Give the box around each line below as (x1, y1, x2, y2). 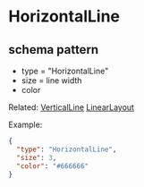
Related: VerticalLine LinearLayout (8, 102, 135, 113)
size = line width (21, 75, 82, 86)
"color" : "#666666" (16, 161, 89, 171)
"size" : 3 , (16, 153, 57, 162)
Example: (8, 119, 43, 130)
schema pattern (8, 42, 99, 57)
